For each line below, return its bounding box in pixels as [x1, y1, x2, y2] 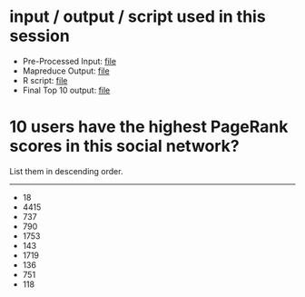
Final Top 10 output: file [22, 84, 111, 95]
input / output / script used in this [9, 6, 266, 27]
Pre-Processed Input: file [22, 55, 116, 66]
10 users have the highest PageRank [9, 116, 289, 137]
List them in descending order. [9, 165, 123, 176]
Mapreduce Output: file [22, 65, 111, 76]
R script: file [22, 74, 68, 85]
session [9, 25, 70, 46]
